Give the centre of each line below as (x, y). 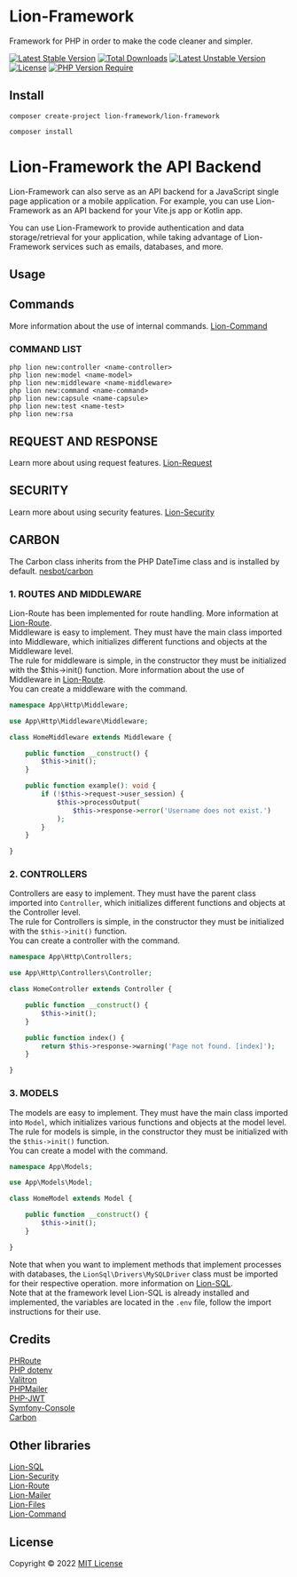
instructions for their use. (55, 1311)
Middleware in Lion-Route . (58, 679)
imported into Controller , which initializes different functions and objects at (147, 903)
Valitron (23, 1380)
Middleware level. (41, 651)
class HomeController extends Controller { (91, 989)
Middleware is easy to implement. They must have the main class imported (145, 632)
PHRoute (25, 1361)
